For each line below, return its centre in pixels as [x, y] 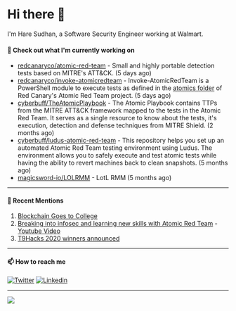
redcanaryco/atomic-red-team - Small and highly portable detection [116, 65]
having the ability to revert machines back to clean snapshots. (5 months [123, 163]
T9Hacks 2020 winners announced [68, 239]
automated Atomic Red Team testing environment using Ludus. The [115, 148]
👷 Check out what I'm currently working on [71, 50]
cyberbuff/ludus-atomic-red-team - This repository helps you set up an [121, 141]
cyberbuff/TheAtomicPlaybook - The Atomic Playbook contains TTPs [117, 103]
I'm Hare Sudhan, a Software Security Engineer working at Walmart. [105, 34]
